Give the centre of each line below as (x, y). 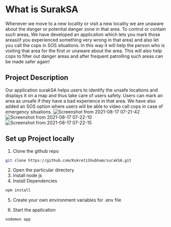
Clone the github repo (36, 151)
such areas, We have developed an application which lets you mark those (83, 34)
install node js (27, 175)
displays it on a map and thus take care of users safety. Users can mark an (84, 95)
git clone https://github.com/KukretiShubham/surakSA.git (68, 160)
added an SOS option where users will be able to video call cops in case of (84, 106)
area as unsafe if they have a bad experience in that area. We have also (81, 101)
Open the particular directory (43, 170)
